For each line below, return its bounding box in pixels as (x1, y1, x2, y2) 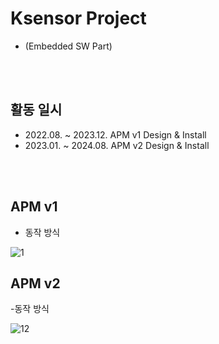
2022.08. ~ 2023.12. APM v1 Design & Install (24, 128, 207, 141)
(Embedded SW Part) (24, 40, 113, 52)
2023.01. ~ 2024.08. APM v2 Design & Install (24, 139, 210, 151)
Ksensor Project (10, 7, 147, 30)
